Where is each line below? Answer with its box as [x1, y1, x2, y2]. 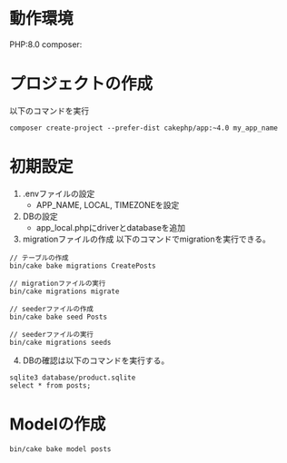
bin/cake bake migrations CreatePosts [9, 261, 156, 271]
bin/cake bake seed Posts [9, 312, 107, 321]
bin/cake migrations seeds [9, 338, 112, 347]
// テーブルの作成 [9, 253, 69, 262]
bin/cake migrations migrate [9, 287, 120, 296]
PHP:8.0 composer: [9, 38, 83, 50]
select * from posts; [9, 380, 92, 390]
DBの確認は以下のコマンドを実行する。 [22, 355, 170, 366]
